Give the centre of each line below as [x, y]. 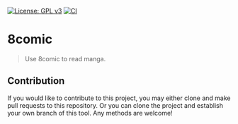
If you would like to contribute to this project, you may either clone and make [119, 98]
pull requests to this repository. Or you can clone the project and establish [115, 105]
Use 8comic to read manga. [65, 58]
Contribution [36, 81]
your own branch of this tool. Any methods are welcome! [90, 113]
